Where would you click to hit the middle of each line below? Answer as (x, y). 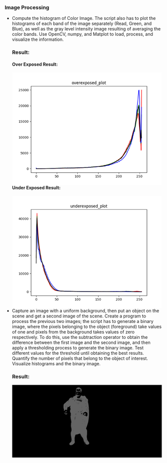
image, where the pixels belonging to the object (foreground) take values (87, 327)
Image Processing (27, 7)
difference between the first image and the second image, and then (81, 342)
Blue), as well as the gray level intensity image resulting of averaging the (86, 29)
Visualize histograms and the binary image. (56, 364)
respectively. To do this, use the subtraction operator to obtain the (80, 337)
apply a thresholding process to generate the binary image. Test (78, 348)
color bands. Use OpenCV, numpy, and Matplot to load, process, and (82, 34)
